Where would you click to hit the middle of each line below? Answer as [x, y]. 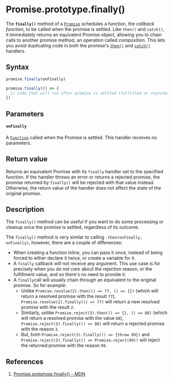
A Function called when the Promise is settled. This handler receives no [81, 137]
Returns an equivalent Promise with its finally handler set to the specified [85, 171]
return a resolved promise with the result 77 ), [68, 296]
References [25, 362]
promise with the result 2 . [48, 307]
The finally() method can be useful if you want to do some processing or [85, 222]
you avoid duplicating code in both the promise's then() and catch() [78, 45]
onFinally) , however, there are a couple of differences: [64, 243]
